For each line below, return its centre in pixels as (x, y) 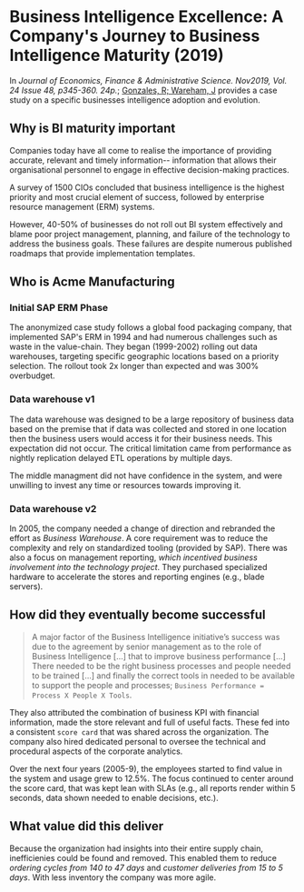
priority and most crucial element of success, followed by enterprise (137, 196)
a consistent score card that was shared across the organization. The (139, 732)
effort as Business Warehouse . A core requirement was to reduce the (139, 538)
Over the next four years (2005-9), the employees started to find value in (146, 768)
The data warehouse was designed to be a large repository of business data (152, 419)
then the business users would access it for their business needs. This (141, 438)
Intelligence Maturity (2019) (117, 55)
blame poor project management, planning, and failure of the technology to (150, 234)
